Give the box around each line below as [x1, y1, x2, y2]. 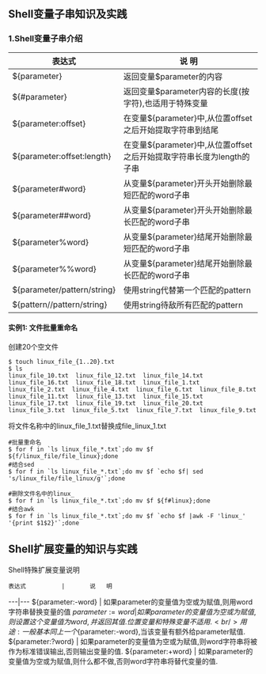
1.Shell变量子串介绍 [8, 33, 83, 44]
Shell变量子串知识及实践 [8, 7, 127, 21]
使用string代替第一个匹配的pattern [123, 284, 252, 295]
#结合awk [8, 505, 35, 513]
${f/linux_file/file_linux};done [8, 452, 119, 460]
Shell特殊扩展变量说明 [8, 565, 81, 574]
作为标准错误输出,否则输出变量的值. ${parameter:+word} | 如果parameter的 [8, 646, 253, 656]
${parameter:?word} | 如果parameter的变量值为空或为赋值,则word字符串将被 [8, 636, 258, 646]
